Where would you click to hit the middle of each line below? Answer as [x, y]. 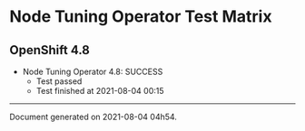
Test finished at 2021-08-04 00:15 [100, 91]
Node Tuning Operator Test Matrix [141, 17]
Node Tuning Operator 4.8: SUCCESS [93, 71]
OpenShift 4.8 [50, 50]
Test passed [59, 81]
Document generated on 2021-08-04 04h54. [93, 117]
